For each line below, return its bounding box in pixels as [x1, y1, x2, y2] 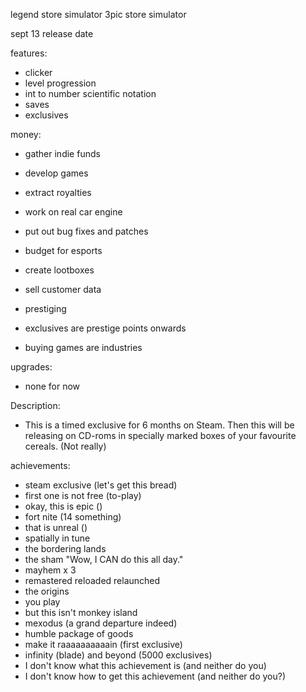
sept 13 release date [10, 28, 94, 39]
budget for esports [24, 245, 103, 256]
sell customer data [24, 284, 102, 295]
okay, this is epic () [24, 500, 103, 512]
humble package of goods [24, 628, 134, 639]
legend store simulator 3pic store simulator [10, 9, 187, 20]
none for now [24, 380, 81, 392]
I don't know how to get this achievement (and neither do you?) [24, 670, 286, 682]
